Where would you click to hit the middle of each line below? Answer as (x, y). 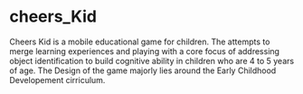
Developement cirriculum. (57, 80)
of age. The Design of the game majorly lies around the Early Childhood (143, 70)
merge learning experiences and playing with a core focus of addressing (145, 51)
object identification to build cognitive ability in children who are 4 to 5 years (152, 61)
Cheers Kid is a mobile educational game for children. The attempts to (140, 42)
